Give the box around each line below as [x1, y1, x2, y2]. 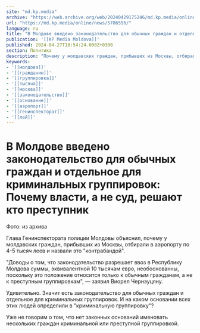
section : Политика [6, 48, 52, 54]
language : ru [6, 25, 39, 32]
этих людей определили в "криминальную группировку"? [6, 302, 154, 309]
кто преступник [6, 203, 89, 217]
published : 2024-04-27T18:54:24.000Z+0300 [6, 42, 113, 48]
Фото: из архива [6, 223, 48, 230]
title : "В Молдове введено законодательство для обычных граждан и [6, 31, 177, 37]
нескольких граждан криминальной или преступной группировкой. [6, 320, 179, 327]
